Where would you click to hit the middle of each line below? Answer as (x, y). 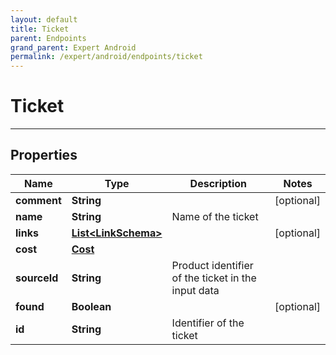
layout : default (44, 19)
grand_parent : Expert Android (73, 47)
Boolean (91, 306)
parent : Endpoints (48, 38)
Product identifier (212, 265)
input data (195, 290)
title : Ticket (40, 29)
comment (38, 200)
